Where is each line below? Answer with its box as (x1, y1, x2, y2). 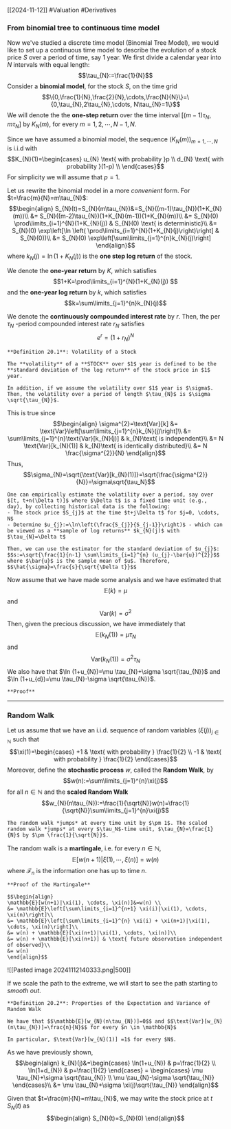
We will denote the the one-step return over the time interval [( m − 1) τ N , (7, 111, 212, 121)
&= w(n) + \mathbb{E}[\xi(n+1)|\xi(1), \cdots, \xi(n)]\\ (7, 930, 177, 937)
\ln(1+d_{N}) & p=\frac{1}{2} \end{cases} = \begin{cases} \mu (27, 1066, 203, 1075)
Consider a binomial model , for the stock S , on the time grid (7, 82, 177, 90)
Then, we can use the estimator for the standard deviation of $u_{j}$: (7, 545, 220, 552)
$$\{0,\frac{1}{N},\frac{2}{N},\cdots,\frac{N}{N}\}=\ (42, 93, 189, 101)
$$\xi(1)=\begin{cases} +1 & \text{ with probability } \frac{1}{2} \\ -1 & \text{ (9, 748, 222, 756)
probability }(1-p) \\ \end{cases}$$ (66, 162, 165, 170)
